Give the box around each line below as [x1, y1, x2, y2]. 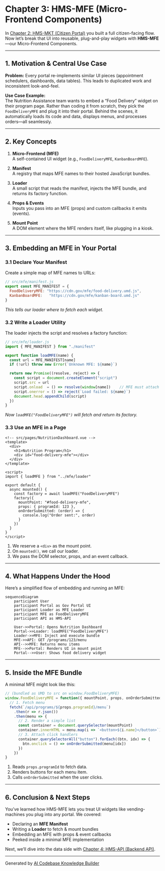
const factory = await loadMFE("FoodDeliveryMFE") [14, 491, 120, 496]
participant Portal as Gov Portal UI [14, 603, 91, 608]
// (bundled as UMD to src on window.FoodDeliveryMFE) [5, 691, 120, 696]
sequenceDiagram [5, 595, 38, 600]
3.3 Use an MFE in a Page [5, 424, 66, 431]
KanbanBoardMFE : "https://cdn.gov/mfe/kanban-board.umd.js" [9, 293, 139, 298]
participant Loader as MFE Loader [14, 608, 84, 612]
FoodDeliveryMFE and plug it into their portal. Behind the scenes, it [5, 108, 138, 114]
